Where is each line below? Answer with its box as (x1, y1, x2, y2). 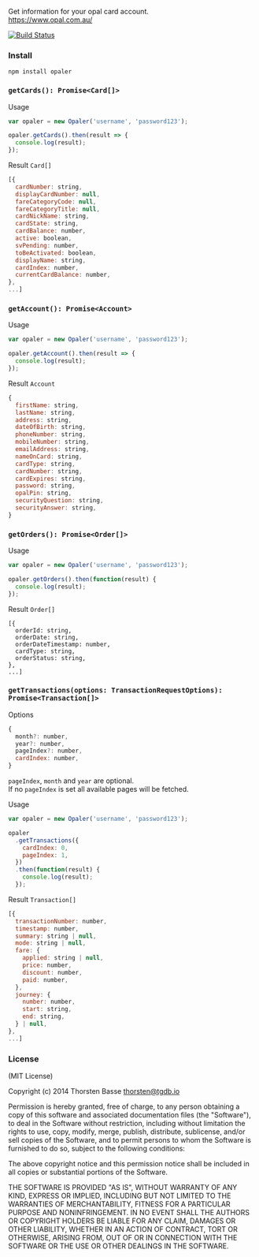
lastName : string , (15, 408, 76, 416)
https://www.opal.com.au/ (8, 15, 93, 24)
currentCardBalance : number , (15, 271, 111, 279)
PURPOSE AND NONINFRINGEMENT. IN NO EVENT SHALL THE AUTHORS (8, 1208, 250, 1218)
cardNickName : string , (15, 212, 90, 220)
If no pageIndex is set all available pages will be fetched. (8, 785, 189, 794)
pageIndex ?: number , (15, 747, 83, 755)
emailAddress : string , (15, 446, 90, 453)
